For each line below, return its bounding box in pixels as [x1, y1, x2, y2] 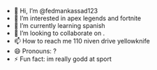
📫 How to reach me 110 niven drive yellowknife [13, 37, 150, 45]
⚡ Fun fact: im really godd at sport [13, 55, 112, 63]
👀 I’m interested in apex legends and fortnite [13, 14, 142, 22]
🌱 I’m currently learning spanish [13, 22, 106, 29]
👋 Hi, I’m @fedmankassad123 [13, 7, 98, 15]
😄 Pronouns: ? [13, 47, 57, 55]
